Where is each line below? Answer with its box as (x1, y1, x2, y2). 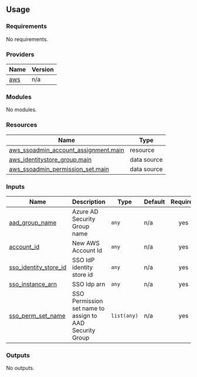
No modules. (6, 106, 37, 113)
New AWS (72, 239, 100, 247)
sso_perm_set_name (9, 311, 66, 320)
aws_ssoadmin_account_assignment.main (9, 146, 124, 154)
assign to (72, 311, 98, 320)
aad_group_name (9, 218, 57, 226)
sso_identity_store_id (9, 263, 67, 271)
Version (31, 65, 54, 73)
